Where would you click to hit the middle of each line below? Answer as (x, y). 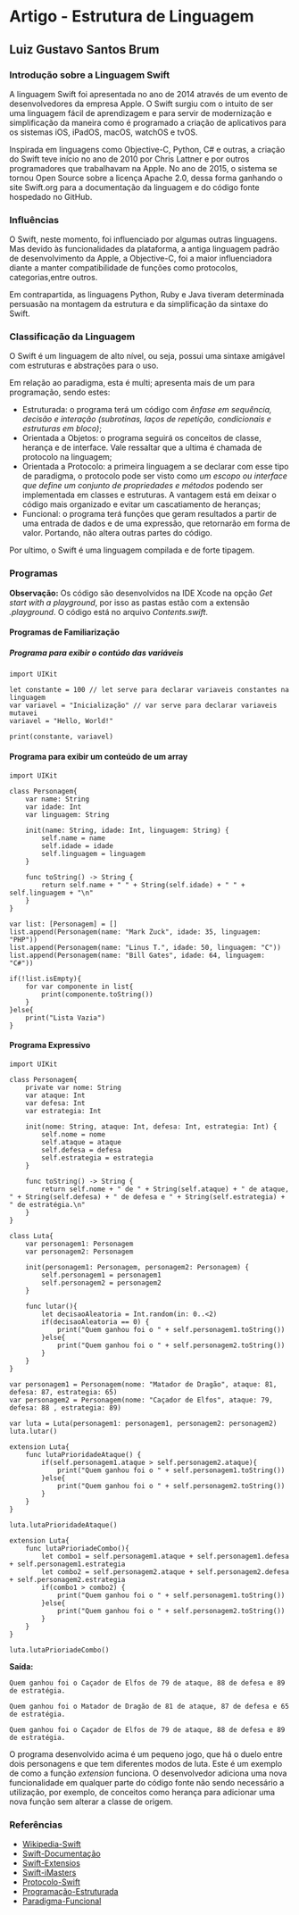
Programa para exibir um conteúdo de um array (99, 756)
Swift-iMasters (49, 1873)
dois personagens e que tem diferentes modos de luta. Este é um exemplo (146, 1763)
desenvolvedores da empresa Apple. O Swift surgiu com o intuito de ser (141, 104)
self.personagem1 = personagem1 (102, 1275)
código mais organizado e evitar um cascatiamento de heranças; (141, 504)
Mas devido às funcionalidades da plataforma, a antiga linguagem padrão (144, 249)
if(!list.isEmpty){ (46, 978)
